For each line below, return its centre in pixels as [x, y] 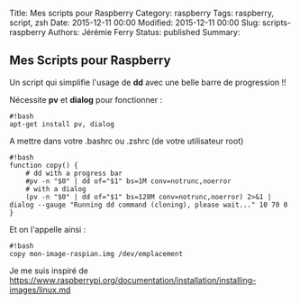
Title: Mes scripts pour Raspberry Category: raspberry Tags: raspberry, [142, 13]
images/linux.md [40, 290]
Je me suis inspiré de [49, 271]
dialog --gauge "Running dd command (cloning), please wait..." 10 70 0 [149, 205]
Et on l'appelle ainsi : [48, 229]
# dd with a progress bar [74, 173]
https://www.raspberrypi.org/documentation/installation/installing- [133, 280]
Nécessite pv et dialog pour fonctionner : [86, 99]
